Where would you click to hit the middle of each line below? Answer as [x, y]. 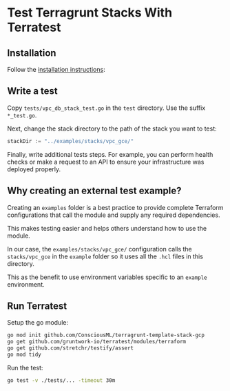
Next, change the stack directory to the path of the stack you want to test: [112, 128]
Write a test [32, 91]
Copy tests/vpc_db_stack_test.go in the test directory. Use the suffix [106, 108]
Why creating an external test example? [94, 191]
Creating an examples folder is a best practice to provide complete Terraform [115, 207]
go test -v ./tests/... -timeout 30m [61, 380]
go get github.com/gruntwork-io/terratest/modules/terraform [97, 342]
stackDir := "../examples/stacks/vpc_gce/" [71, 141]
